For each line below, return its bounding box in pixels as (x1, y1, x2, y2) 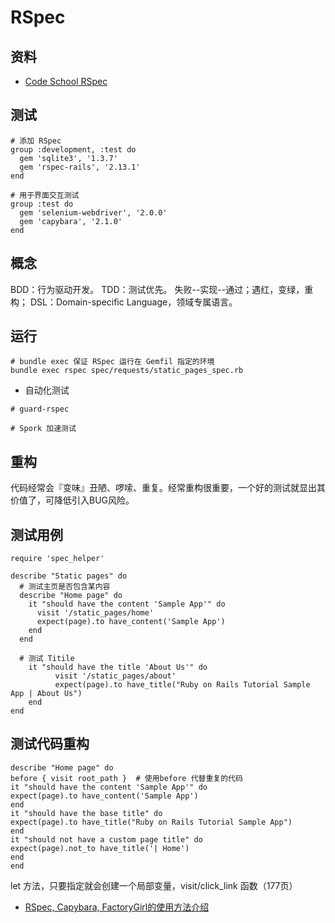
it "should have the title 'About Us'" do (28, 662, 208, 673)
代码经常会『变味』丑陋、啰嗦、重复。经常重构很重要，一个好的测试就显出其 (10, 482, 326, 494)
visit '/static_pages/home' (36, 608, 155, 618)
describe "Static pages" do (10, 571, 128, 581)
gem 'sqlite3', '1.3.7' (19, 153, 118, 163)
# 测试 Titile (19, 654, 75, 664)
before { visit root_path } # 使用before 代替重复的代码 (10, 773, 243, 783)
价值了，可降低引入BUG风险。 (10, 494, 135, 506)
